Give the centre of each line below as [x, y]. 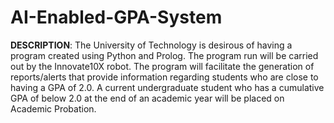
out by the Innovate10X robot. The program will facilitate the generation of [162, 66]
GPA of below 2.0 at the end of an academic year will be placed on [147, 98]
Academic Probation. [53, 108]
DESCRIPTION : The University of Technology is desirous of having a [151, 45]
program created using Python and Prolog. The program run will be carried [164, 55]
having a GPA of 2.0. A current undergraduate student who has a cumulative [167, 87]
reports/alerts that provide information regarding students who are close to [164, 77]
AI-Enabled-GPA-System [116, 17]
